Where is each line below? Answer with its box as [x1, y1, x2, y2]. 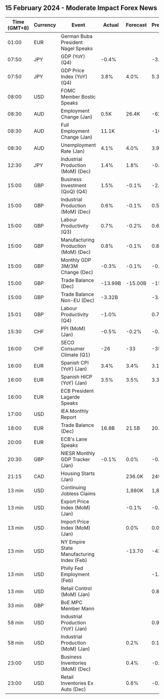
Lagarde [61, 393, 80, 400]
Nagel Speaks [61, 45, 93, 52]
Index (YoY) [61, 73, 88, 80]
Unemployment [61, 141, 96, 148]
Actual [103, 22, 119, 28]
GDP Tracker [61, 456, 90, 463]
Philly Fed [61, 564, 83, 571]
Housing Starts [61, 470, 95, 476]
